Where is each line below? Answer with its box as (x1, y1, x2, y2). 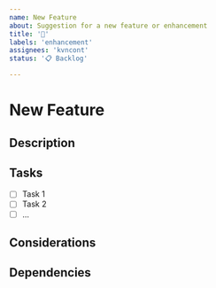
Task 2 (21, 198, 47, 209)
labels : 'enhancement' (9, 37, 93, 47)
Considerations (9, 235, 96, 250)
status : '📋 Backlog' (9, 54, 89, 63)
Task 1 (21, 189, 46, 199)
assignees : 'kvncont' (9, 46, 89, 55)
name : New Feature (9, 12, 77, 22)
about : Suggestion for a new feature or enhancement (9, 21, 208, 30)
